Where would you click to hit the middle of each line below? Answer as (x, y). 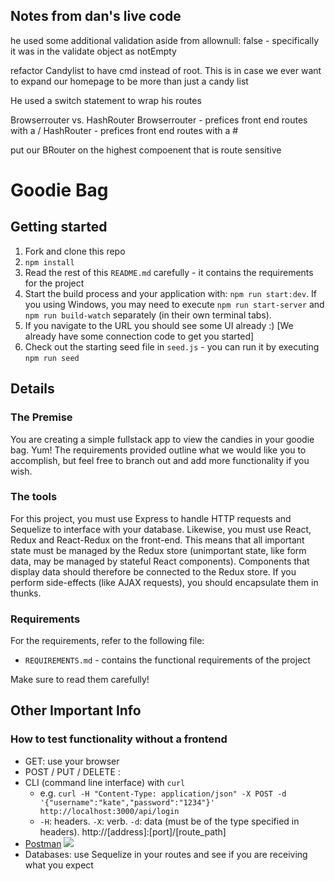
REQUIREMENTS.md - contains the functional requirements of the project (167, 660)
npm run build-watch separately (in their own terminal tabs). (148, 315)
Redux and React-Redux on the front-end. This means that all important (157, 540)
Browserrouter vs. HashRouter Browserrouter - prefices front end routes (159, 120)
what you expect (59, 865)
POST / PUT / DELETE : (72, 771)
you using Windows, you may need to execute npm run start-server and (174, 304)
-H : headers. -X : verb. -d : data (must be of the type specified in (169, 821)
